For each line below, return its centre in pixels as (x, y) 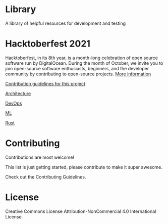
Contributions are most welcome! (40, 157)
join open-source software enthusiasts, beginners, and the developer (77, 68)
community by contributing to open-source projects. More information (78, 74)
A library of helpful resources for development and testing (66, 23)
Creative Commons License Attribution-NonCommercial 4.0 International (81, 211)
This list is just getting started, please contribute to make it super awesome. (84, 167)
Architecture (18, 93)
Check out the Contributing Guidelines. (46, 177)
